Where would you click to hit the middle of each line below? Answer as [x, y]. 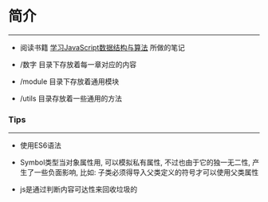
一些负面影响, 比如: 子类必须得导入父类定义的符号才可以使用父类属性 [146, 172]
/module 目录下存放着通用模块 [69, 81]
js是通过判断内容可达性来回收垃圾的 [79, 189]
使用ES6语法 [40, 145]
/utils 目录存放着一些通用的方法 [71, 98]
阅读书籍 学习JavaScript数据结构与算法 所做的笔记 [102, 47]
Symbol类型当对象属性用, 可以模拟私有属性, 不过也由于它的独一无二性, [135, 162]
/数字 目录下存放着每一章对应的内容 [78, 64]
